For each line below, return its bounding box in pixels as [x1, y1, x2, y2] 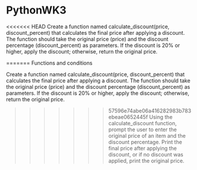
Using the [149, 113, 173, 121]
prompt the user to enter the [108, 126, 177, 133]
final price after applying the [108, 145, 177, 152]
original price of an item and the [108, 132, 186, 139]
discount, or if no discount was [108, 151, 183, 158]
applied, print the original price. [108, 157, 185, 164]
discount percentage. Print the [108, 138, 182, 145]
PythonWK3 [6, 4, 66, 17]
